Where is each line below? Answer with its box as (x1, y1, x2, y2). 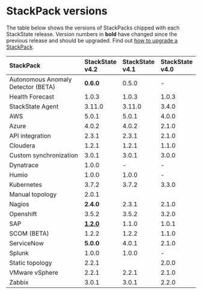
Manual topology (9, 190, 57, 198)
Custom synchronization (9, 151, 78, 159)
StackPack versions (6, 4, 108, 18)
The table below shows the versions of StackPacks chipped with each (6, 24, 180, 31)
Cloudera (9, 141, 35, 150)
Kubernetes (9, 180, 42, 189)
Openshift (9, 209, 37, 218)
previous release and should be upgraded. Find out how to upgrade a (6, 37, 178, 44)
